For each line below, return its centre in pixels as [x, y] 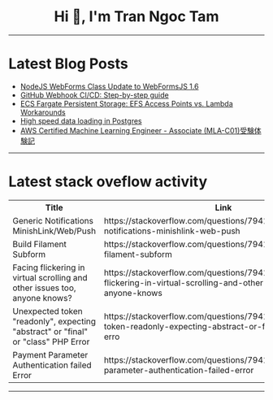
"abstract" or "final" [50, 331]
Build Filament [39, 244]
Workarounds [43, 112]
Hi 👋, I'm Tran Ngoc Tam [136, 17]
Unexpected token [48, 311]
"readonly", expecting [54, 321]
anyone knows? [42, 298]
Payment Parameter [50, 354]
